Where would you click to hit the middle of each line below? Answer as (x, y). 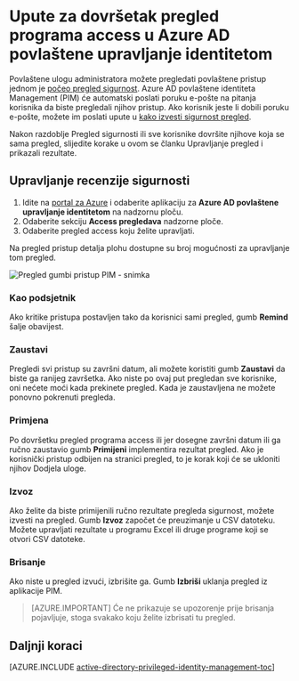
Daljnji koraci (46, 646)
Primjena (29, 420)
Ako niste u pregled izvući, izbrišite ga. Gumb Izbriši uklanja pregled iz (139, 581)
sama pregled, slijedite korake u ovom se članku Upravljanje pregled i (136, 143)
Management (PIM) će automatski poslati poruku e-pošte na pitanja (133, 97)
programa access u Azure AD (120, 35)
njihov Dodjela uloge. (48, 468)
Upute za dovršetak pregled (114, 16)
